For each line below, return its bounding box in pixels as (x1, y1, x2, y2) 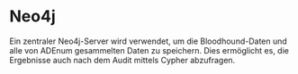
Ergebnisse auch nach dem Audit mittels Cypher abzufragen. (9, 54, 236, 65)
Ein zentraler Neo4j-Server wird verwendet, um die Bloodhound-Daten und (9, 36, 288, 46)
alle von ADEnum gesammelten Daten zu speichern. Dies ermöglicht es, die (9, 45, 290, 55)
